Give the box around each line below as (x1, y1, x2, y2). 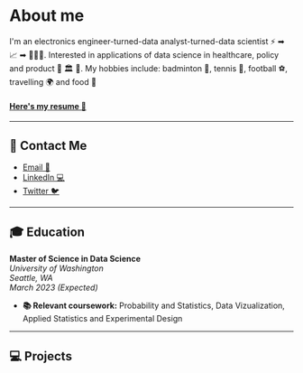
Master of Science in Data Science (9, 253, 142, 264)
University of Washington (9, 263, 104, 274)
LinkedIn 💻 (22, 172, 65, 182)
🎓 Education (9, 225, 86, 240)
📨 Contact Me (9, 137, 87, 154)
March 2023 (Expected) (9, 282, 98, 293)
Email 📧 (22, 162, 51, 173)
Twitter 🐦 (22, 185, 60, 196)
